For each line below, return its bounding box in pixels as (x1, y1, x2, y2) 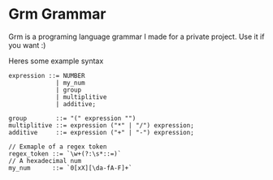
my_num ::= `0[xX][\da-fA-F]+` (8, 164, 132, 172)
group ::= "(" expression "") (8, 114, 136, 122)
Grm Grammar (8, 5, 106, 24)
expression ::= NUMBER (8, 71, 85, 79)
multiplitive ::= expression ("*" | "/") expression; (8, 121, 195, 130)
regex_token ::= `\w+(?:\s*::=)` (8, 149, 122, 158)
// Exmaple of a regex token (8, 143, 107, 151)
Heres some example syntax (8, 56, 104, 66)
